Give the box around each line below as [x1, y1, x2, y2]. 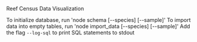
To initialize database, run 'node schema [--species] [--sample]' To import [6, 17, 191, 23]
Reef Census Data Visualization [6, 5, 84, 12]
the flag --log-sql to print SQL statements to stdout [6, 29, 135, 36]
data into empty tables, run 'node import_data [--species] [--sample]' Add [6, 23, 190, 30]
